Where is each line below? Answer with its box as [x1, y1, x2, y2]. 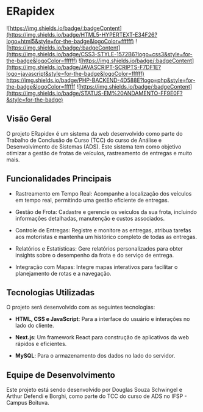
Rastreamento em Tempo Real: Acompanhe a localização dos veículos [15, 189, 192, 197]
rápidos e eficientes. [15, 340, 67, 348]
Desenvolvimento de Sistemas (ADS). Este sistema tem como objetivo [6, 142, 182, 150]
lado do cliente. [15, 322, 54, 329]
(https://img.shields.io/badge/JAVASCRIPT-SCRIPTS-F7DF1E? [6, 63, 162, 71]
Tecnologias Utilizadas [6, 287, 95, 298]
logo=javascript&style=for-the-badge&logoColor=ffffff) [6, 70, 144, 77]
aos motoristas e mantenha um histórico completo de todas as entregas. [15, 233, 197, 240]
